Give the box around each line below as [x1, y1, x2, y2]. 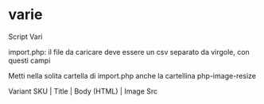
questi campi [8, 56, 51, 65]
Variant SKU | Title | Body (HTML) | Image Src [8, 86, 158, 96]
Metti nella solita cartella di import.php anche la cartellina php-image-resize [8, 71, 257, 80]
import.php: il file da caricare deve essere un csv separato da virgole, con [8, 47, 250, 56]
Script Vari [8, 32, 43, 41]
